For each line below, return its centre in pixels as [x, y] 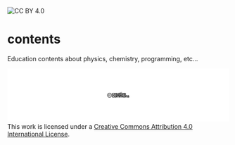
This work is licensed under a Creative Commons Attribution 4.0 [100, 127]
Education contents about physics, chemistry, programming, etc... [103, 58]
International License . [39, 134]
